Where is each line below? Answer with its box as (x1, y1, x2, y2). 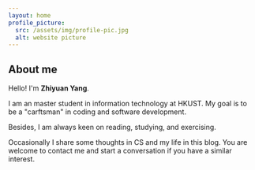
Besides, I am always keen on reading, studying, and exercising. (8, 123, 217, 132)
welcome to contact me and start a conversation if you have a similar (8, 146, 233, 156)
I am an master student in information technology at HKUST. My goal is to (8, 99, 247, 109)
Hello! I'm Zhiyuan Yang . (8, 83, 89, 93)
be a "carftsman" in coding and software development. (8, 107, 187, 116)
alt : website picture (15, 33, 87, 42)
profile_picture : (8, 19, 66, 27)
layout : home (8, 11, 51, 20)
